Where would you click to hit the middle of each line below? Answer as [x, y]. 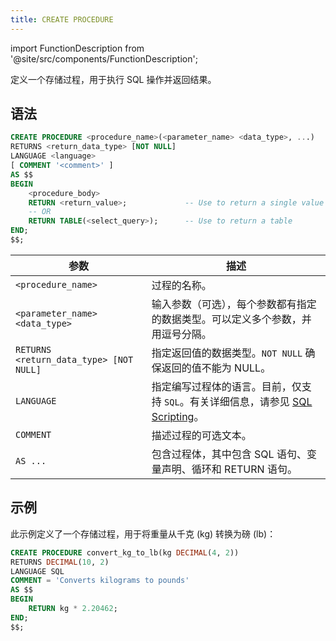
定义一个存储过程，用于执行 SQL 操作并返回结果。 [113, 79]
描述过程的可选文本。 [201, 435]
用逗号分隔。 [181, 334]
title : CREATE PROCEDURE [62, 19]
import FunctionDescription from [77, 48]
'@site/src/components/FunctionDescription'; [104, 58]
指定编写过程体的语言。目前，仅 [226, 386]
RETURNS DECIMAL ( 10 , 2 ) [60, 562]
